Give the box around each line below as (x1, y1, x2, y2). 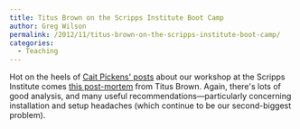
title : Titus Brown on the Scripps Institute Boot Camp (9, 13, 224, 23)
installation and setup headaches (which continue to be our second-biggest (9, 100, 292, 111)
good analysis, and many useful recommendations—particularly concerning (9, 91, 292, 102)
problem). (9, 110, 46, 121)
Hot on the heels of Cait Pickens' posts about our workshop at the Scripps (9, 71, 286, 82)
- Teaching (17, 47, 59, 56)
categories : (9, 38, 54, 48)
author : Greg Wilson (9, 22, 88, 31)
